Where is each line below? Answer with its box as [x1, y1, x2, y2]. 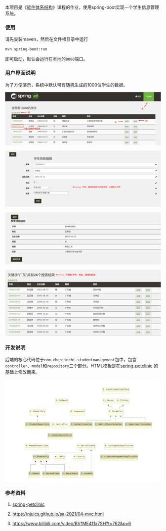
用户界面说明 [5, 70, 36, 77]
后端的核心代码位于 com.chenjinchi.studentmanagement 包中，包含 [5, 356, 137, 362]
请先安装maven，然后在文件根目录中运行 [5, 36, 88, 42]
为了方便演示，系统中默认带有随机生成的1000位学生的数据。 [5, 82, 128, 88]
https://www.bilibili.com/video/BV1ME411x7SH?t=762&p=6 [12, 520, 131, 526]
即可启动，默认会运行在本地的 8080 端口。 [5, 56, 88, 62]
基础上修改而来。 [5, 369, 40, 375]
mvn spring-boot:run [5, 47, 48, 52]
